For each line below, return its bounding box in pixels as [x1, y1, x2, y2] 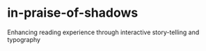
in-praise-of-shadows [7, 5, 138, 21]
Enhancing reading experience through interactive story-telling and [7, 28, 200, 36]
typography [7, 35, 40, 43]
